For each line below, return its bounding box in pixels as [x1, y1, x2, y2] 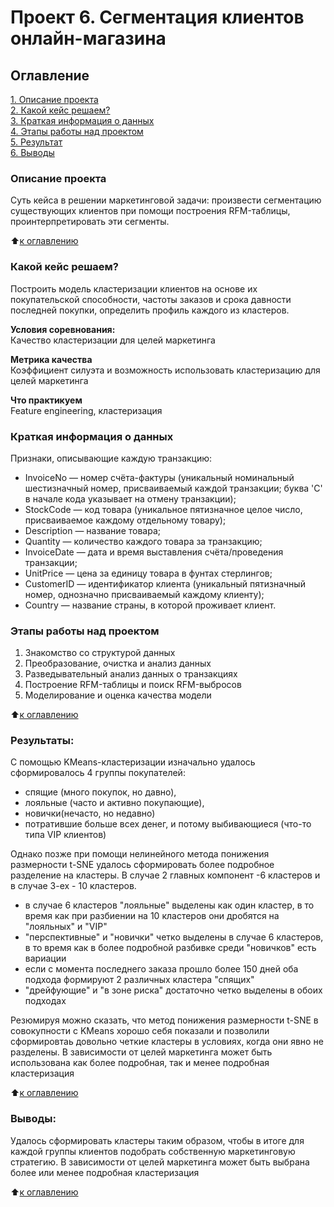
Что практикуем [10, 394, 83, 406]
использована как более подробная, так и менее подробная [10, 1057, 270, 1069]
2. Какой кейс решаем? [10, 104, 111, 116]
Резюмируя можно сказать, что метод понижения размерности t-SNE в [10, 1014, 319, 1026]
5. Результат [10, 136, 63, 148]
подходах [24, 995, 67, 1007]
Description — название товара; [24, 524, 161, 536]
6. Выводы [10, 147, 55, 158]
